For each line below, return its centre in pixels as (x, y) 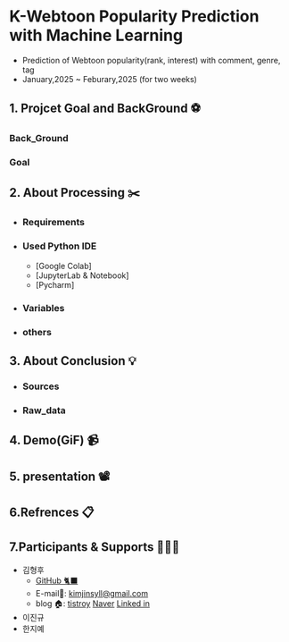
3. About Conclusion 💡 (73, 361)
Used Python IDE (59, 246)
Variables (43, 308)
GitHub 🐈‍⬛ (57, 580)
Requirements (53, 223)
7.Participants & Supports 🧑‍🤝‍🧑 (95, 547)
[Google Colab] (63, 266)
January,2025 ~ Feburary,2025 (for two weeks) (110, 79)
